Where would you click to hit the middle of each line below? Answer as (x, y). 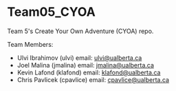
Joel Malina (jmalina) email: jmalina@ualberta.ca (86, 65)
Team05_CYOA (52, 12)
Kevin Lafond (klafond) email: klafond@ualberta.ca (89, 72)
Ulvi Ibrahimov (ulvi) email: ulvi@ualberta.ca (79, 58)
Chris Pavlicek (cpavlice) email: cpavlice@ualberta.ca (93, 79)
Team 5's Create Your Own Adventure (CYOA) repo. (80, 31)
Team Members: (30, 44)
